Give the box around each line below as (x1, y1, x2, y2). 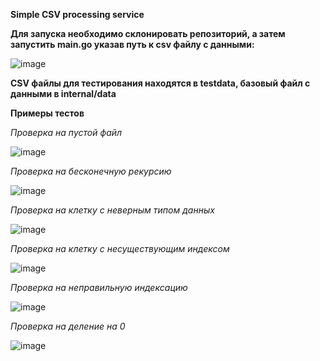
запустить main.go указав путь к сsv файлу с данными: (10, 39, 255, 50)
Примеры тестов (10, 107, 85, 119)
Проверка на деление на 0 (10, 320, 126, 332)
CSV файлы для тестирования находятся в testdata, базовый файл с (10, 77, 311, 89)
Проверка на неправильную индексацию (10, 282, 188, 293)
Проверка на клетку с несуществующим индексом (10, 243, 230, 254)
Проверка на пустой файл (10, 127, 123, 138)
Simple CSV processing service (10, 9, 145, 20)
